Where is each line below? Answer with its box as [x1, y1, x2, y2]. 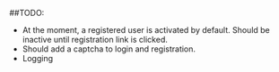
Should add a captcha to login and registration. [22, 44, 196, 54]
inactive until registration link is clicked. [22, 35, 168, 44]
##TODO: [9, 8, 45, 18]
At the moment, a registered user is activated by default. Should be [22, 25, 271, 35]
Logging [22, 53, 54, 63]
